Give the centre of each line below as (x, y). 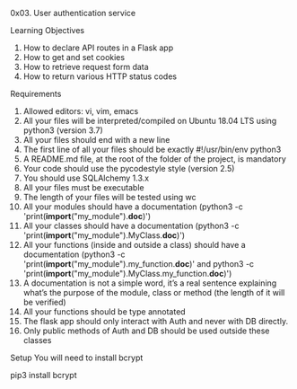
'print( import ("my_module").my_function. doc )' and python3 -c (139, 264)
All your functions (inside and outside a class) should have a (134, 245)
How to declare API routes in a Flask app (98, 48)
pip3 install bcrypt (44, 375)
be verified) (44, 302)
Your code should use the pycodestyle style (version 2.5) (129, 168)
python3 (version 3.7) (63, 130)
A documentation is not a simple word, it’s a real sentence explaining (150, 283)
